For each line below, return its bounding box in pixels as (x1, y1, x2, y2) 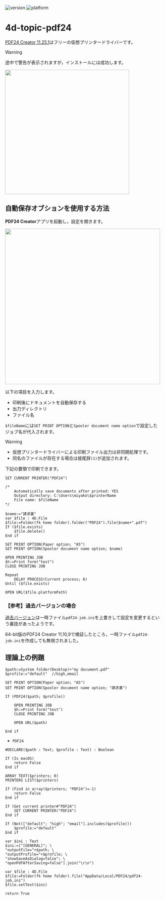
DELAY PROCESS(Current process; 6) (14, 576, 88, 582)
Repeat (5, 572, 19, 577)
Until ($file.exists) (5, 581, 50, 586)
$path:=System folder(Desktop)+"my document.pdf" (5, 667, 110, 672)
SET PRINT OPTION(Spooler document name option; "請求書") (5, 685, 127, 690)
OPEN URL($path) (14, 720, 48, 725)
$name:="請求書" (5, 511, 37, 516)
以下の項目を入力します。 (5, 389, 57, 395)
